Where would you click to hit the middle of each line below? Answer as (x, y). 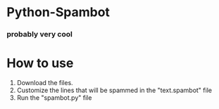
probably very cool (40, 34)
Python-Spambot (58, 12)
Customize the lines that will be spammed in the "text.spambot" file (114, 90)
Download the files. (45, 83)
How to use (40, 63)
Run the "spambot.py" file (54, 98)
